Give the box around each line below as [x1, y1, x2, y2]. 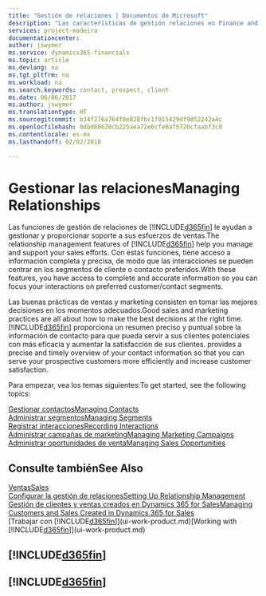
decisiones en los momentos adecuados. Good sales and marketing [8, 306, 229, 315]
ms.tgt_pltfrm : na [8, 71, 69, 79]
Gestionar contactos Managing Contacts [8, 405, 139, 414]
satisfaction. [8, 365, 49, 375]
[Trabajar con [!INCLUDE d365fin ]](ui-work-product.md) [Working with [8, 516, 237, 527]
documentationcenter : [8, 34, 80, 42]
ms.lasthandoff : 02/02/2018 [8, 137, 102, 146]
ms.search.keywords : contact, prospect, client [8, 85, 170, 94]
